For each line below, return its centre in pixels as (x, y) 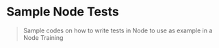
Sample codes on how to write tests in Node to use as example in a (118, 30)
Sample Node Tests (63, 12)
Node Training (43, 37)
